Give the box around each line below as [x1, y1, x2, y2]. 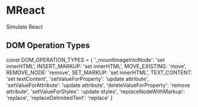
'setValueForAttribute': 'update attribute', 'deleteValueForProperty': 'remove [6, 81, 190, 89]
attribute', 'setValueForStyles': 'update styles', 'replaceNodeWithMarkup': [6, 87, 186, 95]
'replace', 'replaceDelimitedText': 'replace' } [6, 94, 113, 101]
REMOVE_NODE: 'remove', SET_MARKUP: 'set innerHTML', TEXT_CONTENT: [6, 69, 193, 76]
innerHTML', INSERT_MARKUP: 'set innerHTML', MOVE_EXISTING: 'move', [6, 62, 187, 70]
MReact [6, 4, 46, 17]
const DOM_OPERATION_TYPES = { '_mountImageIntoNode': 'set [6, 56, 165, 63]
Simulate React [6, 23, 43, 30]
